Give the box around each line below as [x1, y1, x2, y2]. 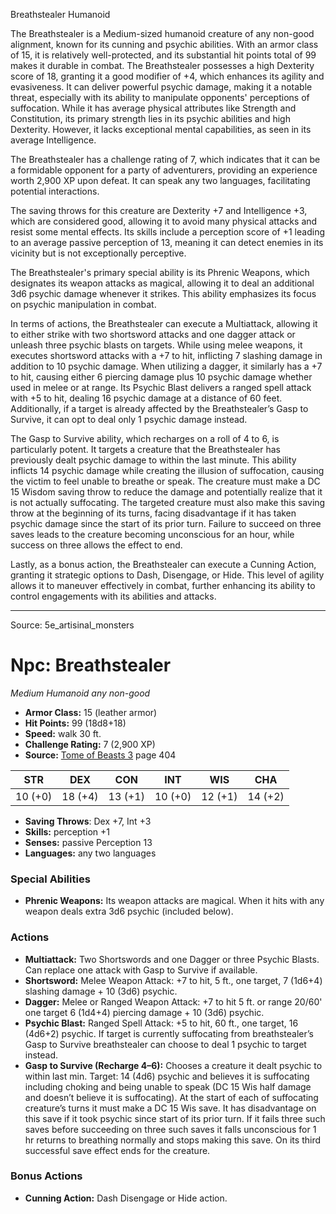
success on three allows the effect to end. [10, 539, 183, 551]
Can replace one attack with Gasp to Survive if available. [24, 964, 258, 976]
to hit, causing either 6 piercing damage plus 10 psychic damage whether [10, 371, 313, 383]
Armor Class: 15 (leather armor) [24, 706, 158, 718]
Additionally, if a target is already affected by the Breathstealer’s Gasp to [10, 403, 309, 414]
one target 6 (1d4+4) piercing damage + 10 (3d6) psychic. [24, 1006, 265, 1018]
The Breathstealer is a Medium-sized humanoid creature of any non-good [10, 28, 315, 39]
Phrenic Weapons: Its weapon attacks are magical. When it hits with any [24, 895, 325, 907]
